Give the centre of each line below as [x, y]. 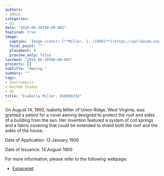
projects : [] [18, 64]
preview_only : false [30, 55]
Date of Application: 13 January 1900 [42, 140]
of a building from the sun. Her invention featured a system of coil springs [79, 120]
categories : [17, 19]
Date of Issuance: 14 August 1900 [39, 150]
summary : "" [17, 73]
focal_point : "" [26, 46]
